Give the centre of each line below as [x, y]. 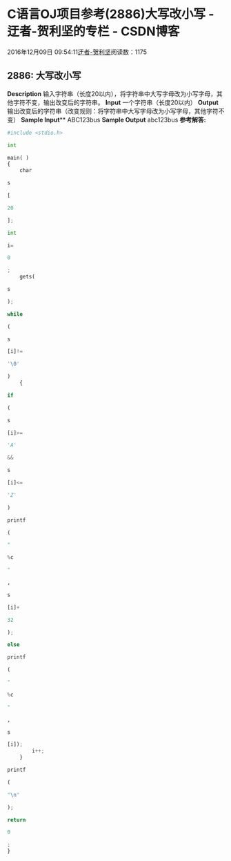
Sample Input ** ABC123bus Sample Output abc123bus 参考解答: [113, 120]
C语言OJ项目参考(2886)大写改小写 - [111, 14]
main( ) [18, 158]
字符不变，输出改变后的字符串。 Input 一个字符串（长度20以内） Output [115, 102]
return [17, 820]
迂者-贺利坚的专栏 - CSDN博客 [94, 31]
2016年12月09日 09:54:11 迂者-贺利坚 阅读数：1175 [77, 52]
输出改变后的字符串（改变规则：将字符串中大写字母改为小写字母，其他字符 [113, 111]
